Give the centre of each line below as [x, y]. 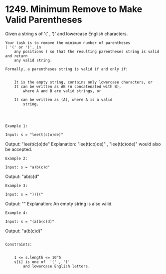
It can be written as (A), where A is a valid [63, 99]
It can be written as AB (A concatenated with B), [68, 86]
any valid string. [33, 60]
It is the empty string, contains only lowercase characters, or [83, 82]
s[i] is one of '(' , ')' [42, 262]
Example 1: [16, 126]
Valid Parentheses [44, 20]
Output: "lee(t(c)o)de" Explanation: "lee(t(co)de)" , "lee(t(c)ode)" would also [83, 144]
